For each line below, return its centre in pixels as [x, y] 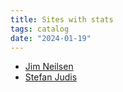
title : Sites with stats [62, 19]
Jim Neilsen [49, 67]
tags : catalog [40, 29]
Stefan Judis [51, 77]
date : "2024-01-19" [51, 38]
